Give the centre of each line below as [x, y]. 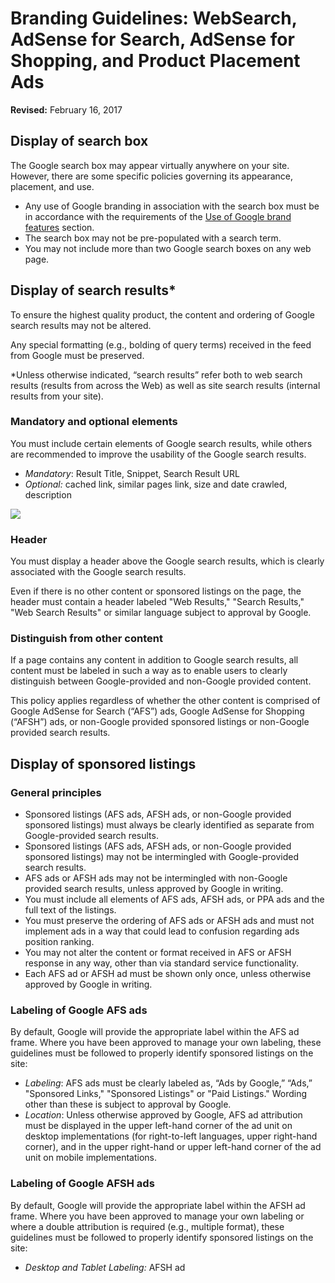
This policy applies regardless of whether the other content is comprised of [165, 701]
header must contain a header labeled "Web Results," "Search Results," [157, 602]
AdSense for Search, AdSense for [152, 39]
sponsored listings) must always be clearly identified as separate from [169, 825]
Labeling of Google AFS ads [79, 1010]
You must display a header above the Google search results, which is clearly [167, 561]
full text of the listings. [70, 910]
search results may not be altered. [81, 325]
